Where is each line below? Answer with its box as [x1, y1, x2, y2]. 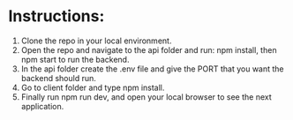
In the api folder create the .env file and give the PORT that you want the [20, 64, 284, 74]
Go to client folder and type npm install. [20, 82, 165, 93]
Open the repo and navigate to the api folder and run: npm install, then [20, 44, 277, 55]
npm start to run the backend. [20, 54, 130, 64]
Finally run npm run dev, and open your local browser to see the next [20, 91, 273, 102]
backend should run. [20, 72, 96, 83]
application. [20, 101, 64, 111]
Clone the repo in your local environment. [20, 35, 172, 46]
